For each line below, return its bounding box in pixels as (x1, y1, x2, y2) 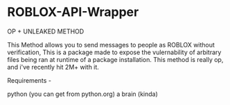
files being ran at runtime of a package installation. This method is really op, (7, 55, 224, 63)
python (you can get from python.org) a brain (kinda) (7, 90, 158, 98)
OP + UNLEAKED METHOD (7, 27, 85, 35)
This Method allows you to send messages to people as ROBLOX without (7, 40, 215, 49)
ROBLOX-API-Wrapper (7, 4, 139, 20)
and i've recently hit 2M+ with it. (7, 63, 99, 71)
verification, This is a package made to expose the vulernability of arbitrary (7, 48, 222, 56)
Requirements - (7, 76, 52, 84)
